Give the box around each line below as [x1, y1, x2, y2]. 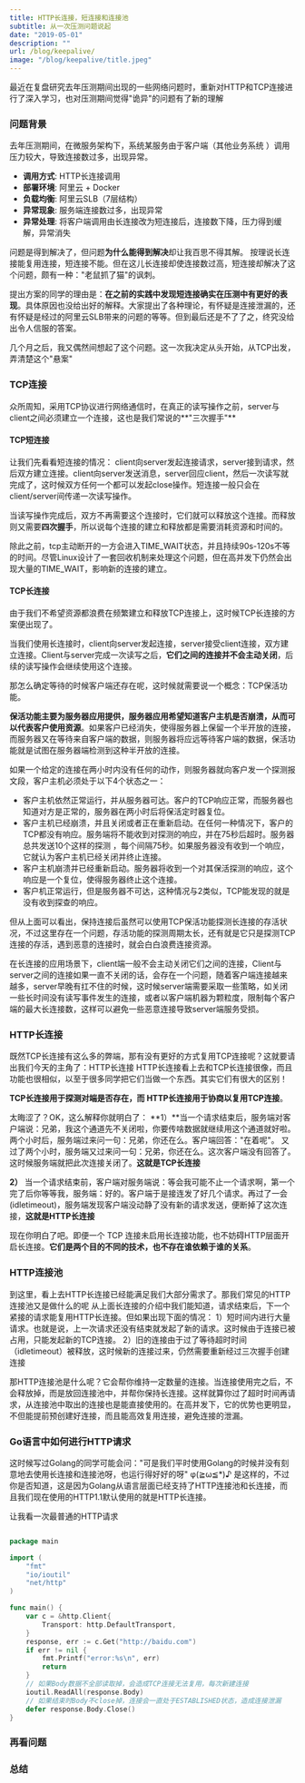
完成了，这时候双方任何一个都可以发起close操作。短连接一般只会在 [9, 478, 261, 490]
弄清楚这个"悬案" [9, 353, 74, 364]
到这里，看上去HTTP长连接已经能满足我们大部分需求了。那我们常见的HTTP [9, 1288, 290, 1299]
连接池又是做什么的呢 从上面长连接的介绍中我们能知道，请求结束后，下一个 [9, 1300, 290, 1311]
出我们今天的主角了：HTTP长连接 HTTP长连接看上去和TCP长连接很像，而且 [9, 1062, 293, 1073]
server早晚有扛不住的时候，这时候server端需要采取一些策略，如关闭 [33, 981, 289, 991]
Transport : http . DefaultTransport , [42, 1620, 177, 1630]
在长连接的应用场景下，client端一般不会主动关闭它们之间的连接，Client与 [9, 959, 282, 969]
